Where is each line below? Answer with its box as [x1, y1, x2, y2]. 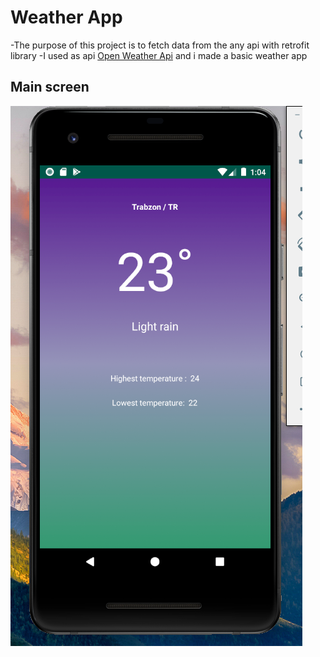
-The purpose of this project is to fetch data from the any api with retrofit [10, 39, 310, 51]
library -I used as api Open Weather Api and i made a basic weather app [10, 49, 308, 61]
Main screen [10, 79, 90, 96]
